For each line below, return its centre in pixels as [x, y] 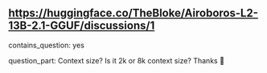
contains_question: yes [46, 45]
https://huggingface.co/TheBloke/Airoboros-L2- [133, 13]
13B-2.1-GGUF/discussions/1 [82, 26]
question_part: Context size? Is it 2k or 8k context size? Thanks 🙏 [117, 60]
